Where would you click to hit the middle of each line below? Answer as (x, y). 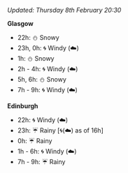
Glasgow (20, 23)
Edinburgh (23, 106)
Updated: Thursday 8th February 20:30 (64, 10)
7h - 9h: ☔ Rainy (41, 162)
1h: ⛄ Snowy (36, 58)
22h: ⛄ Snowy (38, 37)
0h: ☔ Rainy (35, 141)
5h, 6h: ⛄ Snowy (42, 79)
